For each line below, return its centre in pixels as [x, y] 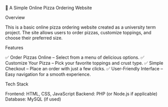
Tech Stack [17, 84]
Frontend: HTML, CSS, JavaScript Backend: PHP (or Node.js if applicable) [81, 94]
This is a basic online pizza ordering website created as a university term [80, 27]
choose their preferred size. [34, 38]
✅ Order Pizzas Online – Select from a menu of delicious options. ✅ [75, 57]
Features [14, 47]
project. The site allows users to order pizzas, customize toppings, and [78, 32]
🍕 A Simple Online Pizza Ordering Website [49, 8]
